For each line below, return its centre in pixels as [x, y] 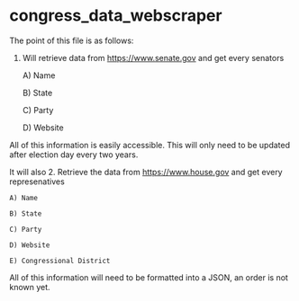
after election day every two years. [74, 155]
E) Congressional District [60, 261]
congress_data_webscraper [116, 16]
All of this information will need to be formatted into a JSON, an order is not [149, 277]
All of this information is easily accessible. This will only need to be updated [150, 145]
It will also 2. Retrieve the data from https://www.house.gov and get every [146, 172]
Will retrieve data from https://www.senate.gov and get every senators [153, 58]
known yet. [30, 287]
